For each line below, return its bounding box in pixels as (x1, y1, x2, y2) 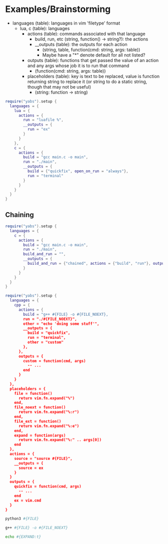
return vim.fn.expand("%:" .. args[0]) (18, 437, 101, 442)
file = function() (14, 391, 52, 396)
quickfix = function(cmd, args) (14, 484, 81, 489)
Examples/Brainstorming (5, 4, 111, 15)
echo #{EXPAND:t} (5, 534, 41, 539)
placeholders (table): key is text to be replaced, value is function (27, 73, 160, 79)
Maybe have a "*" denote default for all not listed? (42, 52, 145, 58)
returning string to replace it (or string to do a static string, (27, 79, 147, 85)
